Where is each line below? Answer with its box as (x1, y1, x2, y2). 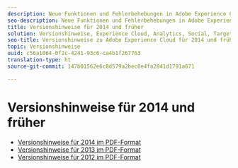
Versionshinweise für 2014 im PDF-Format (17, 138, 142, 146)
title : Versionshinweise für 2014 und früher (7, 23, 144, 30)
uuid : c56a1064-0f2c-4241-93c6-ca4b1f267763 (7, 50, 141, 57)
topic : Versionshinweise (7, 43, 81, 50)
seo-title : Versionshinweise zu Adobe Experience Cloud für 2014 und (7, 37, 217, 44)
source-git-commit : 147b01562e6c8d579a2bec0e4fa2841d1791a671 (7, 63, 195, 70)
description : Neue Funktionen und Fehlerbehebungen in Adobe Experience (7, 10, 227, 18)
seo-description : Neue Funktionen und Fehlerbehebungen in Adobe (7, 17, 204, 24)
